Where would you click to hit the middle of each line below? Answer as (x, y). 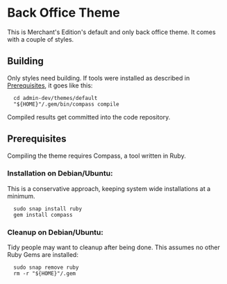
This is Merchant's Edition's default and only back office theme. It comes (112, 32)
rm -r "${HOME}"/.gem (45, 274)
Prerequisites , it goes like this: (50, 85)
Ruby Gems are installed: (43, 255)
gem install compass (43, 215)
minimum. (22, 196)
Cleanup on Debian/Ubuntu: (56, 232)
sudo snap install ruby (48, 209)
